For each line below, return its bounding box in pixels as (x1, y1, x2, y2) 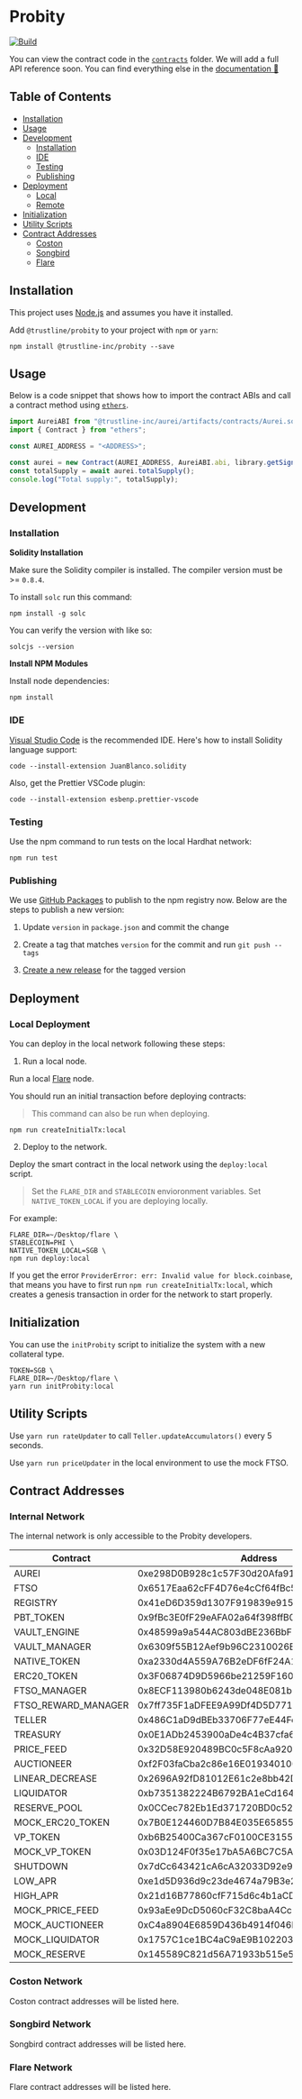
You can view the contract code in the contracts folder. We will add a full (9, 53, 280, 64)
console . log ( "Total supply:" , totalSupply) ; (9, 475, 179, 484)
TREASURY (13, 1729, 62, 1741)
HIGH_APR (13, 1890, 58, 1903)
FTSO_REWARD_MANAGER (13, 1699, 129, 1711)
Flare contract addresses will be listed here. (9, 2082, 172, 2093)
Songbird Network (9, 2018, 92, 2031)
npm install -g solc (9, 609, 87, 618)
